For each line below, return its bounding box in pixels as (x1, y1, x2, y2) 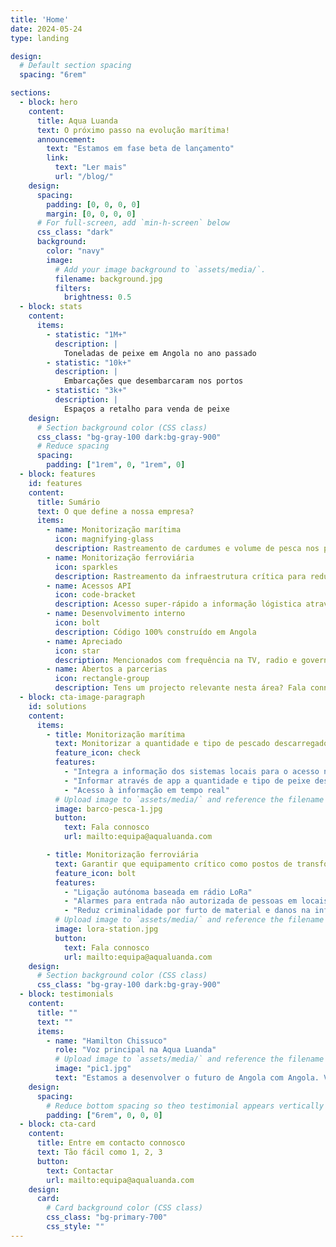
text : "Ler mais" (54, 162, 128, 173)
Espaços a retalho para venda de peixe (63, 404, 230, 414)
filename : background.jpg (54, 274, 163, 284)
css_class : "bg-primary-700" (46, 1212, 168, 1223)
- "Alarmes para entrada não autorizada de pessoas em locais (63, 896, 329, 906)
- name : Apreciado (46, 636, 123, 646)
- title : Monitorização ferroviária (46, 850, 199, 860)
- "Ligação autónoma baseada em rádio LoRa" (63, 887, 253, 897)
